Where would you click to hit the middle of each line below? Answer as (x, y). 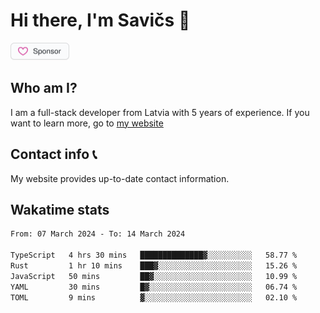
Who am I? (44, 88)
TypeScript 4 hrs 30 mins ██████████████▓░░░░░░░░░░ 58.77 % (154, 255)
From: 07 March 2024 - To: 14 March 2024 (98, 234)
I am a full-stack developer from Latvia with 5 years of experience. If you (160, 112)
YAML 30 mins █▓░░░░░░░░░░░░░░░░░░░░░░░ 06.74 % (154, 287)
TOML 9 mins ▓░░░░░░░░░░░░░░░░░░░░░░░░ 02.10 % (154, 297)
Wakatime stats (60, 209)
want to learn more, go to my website (87, 123)
